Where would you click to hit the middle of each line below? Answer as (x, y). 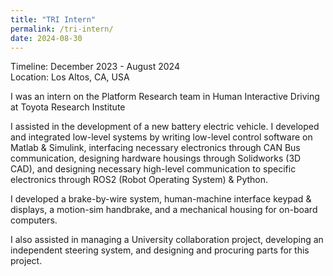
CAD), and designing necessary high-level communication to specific (153, 169)
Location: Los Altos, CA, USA (70, 77)
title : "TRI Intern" (53, 19)
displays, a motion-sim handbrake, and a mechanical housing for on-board (164, 210)
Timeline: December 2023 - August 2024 (95, 67)
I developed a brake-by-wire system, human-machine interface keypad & (161, 199)
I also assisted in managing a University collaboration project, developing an (167, 240)
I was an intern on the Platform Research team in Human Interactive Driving (165, 97)
